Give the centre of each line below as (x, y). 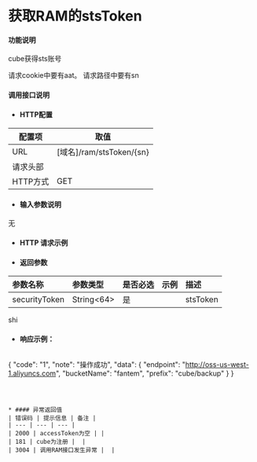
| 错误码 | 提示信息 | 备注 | (52, 418)
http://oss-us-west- (217, 365)
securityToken (39, 299)
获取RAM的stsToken (75, 16)
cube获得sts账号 (35, 59)
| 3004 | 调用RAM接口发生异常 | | (62, 450)
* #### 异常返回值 (35, 410)
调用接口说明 (29, 94)
